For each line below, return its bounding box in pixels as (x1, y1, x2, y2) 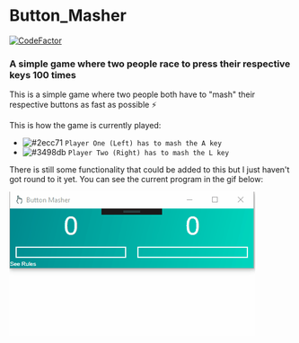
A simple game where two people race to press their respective (9, 57, 291, 70)
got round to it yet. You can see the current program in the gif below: (9, 174, 263, 185)
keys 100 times (9, 68, 76, 81)
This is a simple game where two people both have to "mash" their (9, 89, 256, 100)
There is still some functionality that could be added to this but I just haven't (9, 164, 290, 175)
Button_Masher (9, 5, 128, 26)
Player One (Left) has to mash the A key (64, 139, 223, 148)
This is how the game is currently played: (9, 120, 162, 131)
